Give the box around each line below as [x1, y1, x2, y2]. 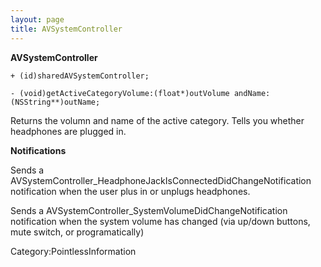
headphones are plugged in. [10, 125, 127, 137]
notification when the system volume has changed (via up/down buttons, [10, 215, 311, 227]
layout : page [10, 14, 65, 25]
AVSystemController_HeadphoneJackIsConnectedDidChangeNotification [10, 174, 312, 186]
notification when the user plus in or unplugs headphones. [10, 185, 251, 197]
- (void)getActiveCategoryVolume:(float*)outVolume [10, 88, 230, 98]
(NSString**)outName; [10, 97, 101, 107]
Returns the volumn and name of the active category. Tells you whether [10, 114, 305, 126]
